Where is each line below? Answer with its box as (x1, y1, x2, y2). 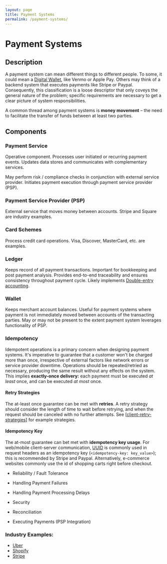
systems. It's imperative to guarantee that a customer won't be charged (5, 351, 152, 357)
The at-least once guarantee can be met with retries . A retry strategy (5, 400, 148, 406)
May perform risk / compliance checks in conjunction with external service (5, 174, 159, 180)
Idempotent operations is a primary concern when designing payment (5, 346, 149, 352)
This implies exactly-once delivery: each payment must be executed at (5, 373, 153, 379)
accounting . (5, 282, 30, 288)
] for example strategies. (25, 416, 76, 422)
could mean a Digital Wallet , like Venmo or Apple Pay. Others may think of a (5, 76, 161, 82)
